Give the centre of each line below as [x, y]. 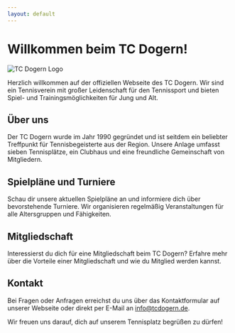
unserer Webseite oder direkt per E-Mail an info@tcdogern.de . [99, 308]
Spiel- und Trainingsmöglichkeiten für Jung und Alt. [83, 97]
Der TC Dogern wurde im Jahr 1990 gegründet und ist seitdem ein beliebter [118, 137]
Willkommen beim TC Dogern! [98, 49]
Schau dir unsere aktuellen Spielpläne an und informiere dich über [104, 199]
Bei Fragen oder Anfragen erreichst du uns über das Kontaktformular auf [114, 300]
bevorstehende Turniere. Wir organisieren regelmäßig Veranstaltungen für [115, 207]
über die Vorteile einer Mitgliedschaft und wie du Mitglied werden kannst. [114, 261]
